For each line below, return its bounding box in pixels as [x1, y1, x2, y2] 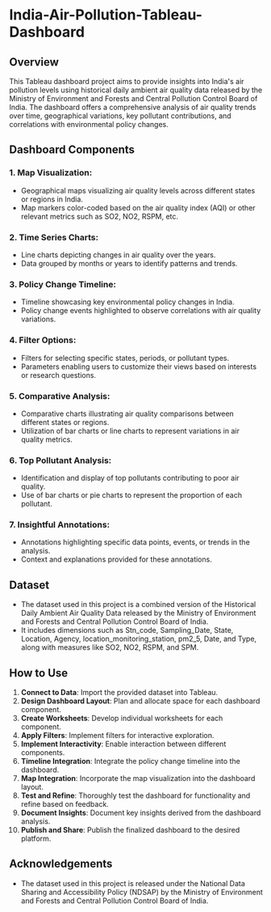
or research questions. [20, 370, 96, 380]
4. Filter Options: [9, 334, 77, 346]
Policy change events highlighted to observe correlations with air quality [20, 306, 261, 316]
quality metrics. [20, 435, 73, 444]
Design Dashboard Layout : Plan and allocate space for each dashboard [20, 696, 261, 706]
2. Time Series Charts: [9, 231, 99, 243]
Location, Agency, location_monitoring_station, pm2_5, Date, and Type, [20, 634, 257, 644]
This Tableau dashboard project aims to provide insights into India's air [9, 77, 244, 86]
